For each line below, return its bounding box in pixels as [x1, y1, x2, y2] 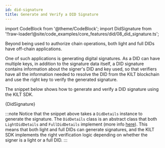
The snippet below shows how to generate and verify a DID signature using [5, 86, 159, 92]
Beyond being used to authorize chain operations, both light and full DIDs [5, 40, 155, 46]
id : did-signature [5, 7, 43, 12]
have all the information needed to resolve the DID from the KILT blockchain [5, 71, 160, 77]
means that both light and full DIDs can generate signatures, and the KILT [5, 126, 155, 132]
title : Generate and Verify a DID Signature [5, 12, 99, 17]
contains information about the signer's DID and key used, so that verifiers [5, 66, 157, 72]
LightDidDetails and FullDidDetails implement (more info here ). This [5, 121, 148, 127]
